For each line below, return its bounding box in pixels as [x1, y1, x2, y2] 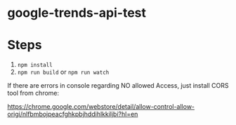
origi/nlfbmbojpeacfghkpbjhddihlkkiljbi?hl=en [7, 110, 138, 119]
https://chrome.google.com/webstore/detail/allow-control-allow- [7, 103, 195, 111]
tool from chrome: [7, 89, 60, 98]
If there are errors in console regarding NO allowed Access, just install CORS [7, 81, 229, 90]
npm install [17, 62, 53, 69]
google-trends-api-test [7, 5, 146, 21]
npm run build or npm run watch [17, 68, 110, 77]
